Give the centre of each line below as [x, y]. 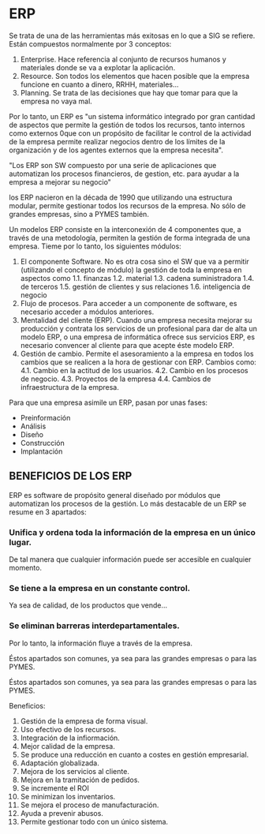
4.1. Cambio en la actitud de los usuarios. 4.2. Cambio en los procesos [134, 370]
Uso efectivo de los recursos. [68, 729]
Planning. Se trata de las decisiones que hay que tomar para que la [129, 92]
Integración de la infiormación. [70, 738]
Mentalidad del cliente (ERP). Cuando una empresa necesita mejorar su [136, 320]
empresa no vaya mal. [56, 101]
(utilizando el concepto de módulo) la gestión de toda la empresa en [131, 270]
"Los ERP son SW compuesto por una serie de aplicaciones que [113, 165]
